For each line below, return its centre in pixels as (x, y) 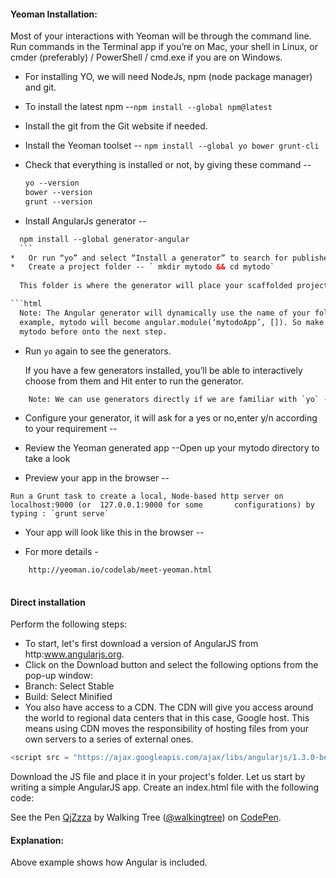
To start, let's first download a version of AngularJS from (141, 644)
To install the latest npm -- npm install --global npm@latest (148, 107)
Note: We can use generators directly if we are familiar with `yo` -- (180, 399)
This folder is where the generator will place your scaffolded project (174, 286)
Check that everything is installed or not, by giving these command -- (168, 165)
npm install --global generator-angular (104, 239)
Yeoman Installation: (54, 14)
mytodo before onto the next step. (93, 331)
